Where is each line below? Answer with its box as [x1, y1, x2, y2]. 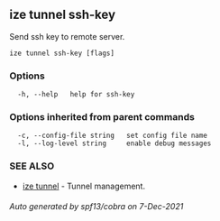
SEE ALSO [9, 160, 55, 172]
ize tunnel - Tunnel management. [22, 180, 146, 191]
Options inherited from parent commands [9, 111, 196, 124]
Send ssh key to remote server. [9, 31, 125, 41]
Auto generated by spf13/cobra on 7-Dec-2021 [9, 201, 184, 212]
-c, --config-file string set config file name [17, 131, 207, 141]
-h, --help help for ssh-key [17, 90, 135, 99]
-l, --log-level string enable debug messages [17, 139, 212, 148]
